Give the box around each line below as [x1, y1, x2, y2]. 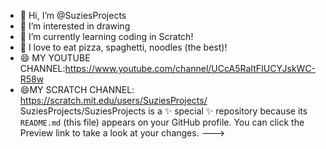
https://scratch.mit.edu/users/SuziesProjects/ [19, 95, 208, 106]
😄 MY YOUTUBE [19, 52, 91, 64]
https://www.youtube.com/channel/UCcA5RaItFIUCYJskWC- [64, 63, 317, 74]
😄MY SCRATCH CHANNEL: [19, 84, 135, 95]
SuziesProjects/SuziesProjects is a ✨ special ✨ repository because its [19, 105, 308, 117]
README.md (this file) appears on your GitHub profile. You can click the [19, 116, 305, 128]
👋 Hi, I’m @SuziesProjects [19, 10, 127, 21]
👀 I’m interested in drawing [19, 20, 131, 32]
